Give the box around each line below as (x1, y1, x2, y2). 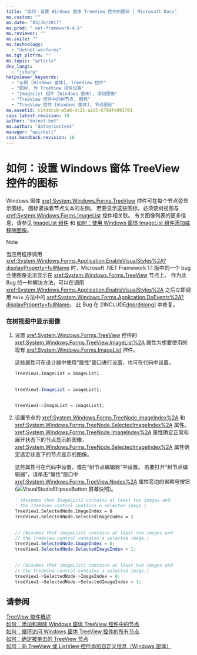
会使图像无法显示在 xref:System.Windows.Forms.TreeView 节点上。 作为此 (6, 272, 187, 279)
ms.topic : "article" (6, 58, 57, 64)
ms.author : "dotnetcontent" (6, 124, 75, 130)
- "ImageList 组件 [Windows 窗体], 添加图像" (11, 91, 118, 97)
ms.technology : (6, 42, 44, 48)
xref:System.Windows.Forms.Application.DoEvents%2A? (46, 293, 184, 300)
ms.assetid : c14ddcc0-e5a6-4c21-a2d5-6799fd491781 (6, 107, 133, 113)
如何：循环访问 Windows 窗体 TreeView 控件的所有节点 (6, 628, 140, 635)
